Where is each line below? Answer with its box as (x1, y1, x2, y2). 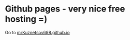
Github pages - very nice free (5, 3, 125, 14)
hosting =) (5, 13, 47, 25)
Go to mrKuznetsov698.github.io (5, 29, 70, 35)
